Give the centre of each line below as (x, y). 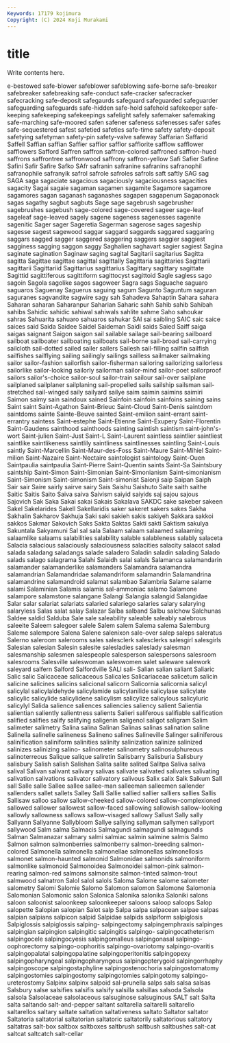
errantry (18, 421)
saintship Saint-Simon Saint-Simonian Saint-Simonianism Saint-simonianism (114, 472)
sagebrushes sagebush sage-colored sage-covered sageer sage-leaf (105, 210)
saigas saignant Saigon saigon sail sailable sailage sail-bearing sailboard (110, 334)
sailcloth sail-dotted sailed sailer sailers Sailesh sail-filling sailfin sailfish (108, 349)
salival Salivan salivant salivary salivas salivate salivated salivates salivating (114, 771)
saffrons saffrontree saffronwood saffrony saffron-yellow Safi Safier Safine (113, 159)
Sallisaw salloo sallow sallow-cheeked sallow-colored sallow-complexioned (114, 801)
